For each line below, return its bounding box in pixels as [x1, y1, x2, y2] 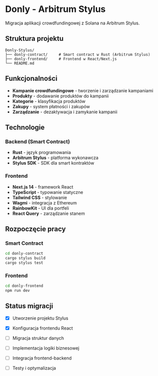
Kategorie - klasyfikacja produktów [12, 98, 86, 104]
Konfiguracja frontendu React [12, 325, 73, 331]
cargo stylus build [5, 256, 46, 261]
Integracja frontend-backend [12, 355, 72, 361]
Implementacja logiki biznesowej [12, 345, 80, 351]
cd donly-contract [5, 251, 43, 256]
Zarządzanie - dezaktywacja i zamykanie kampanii [12, 109, 118, 115]
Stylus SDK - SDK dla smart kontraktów [12, 160, 95, 166]
